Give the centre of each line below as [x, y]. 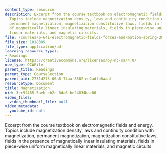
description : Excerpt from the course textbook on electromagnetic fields [84, 14]
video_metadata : [22, 106]
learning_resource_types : [32, 51]
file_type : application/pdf [34, 47]
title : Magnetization [28, 88]
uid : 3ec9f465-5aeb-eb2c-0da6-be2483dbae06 [51, 93]
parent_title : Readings [30, 70]
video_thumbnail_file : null [39, 102]
